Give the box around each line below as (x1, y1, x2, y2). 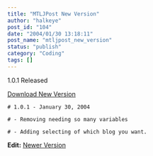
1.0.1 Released (7, 76, 48, 84)
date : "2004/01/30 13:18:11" (7, 30, 93, 38)
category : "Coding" (7, 50, 65, 57)
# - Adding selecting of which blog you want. (7, 128, 147, 135)
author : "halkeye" (7, 17, 62, 24)
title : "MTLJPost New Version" (7, 10, 100, 18)
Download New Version (7, 89, 76, 98)
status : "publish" (7, 43, 62, 50)
